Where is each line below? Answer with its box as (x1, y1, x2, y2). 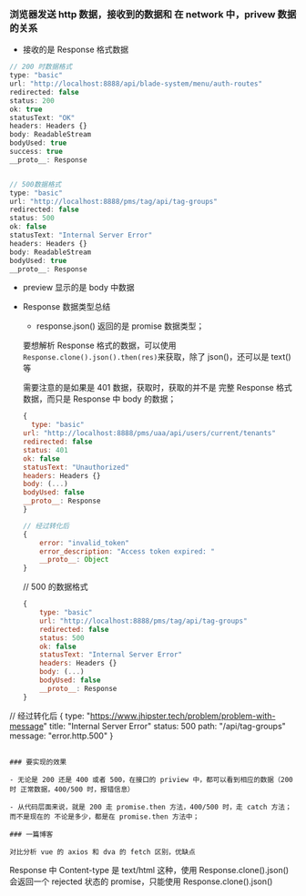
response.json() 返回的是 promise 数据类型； (36, 321, 205, 331)
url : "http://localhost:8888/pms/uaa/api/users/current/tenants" (22, 429, 276, 438)
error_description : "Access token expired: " (39, 546, 216, 556)
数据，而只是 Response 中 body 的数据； (22, 393, 177, 404)
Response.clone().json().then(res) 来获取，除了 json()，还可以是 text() (22, 351, 291, 362)
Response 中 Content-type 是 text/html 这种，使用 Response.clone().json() (9, 864, 290, 875)
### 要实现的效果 (9, 758, 66, 767)
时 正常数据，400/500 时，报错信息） (9, 785, 135, 794)
